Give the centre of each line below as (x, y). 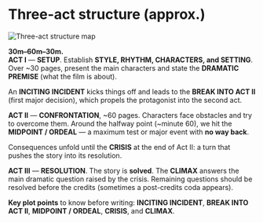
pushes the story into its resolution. (65, 155)
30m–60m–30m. (36, 51)
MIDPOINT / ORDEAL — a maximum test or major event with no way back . (129, 132)
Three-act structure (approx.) (107, 15)
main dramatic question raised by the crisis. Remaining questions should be (130, 179)
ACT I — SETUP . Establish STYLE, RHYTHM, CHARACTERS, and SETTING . (131, 60)
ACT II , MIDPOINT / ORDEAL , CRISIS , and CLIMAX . (91, 210)
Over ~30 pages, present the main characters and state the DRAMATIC (124, 68)
